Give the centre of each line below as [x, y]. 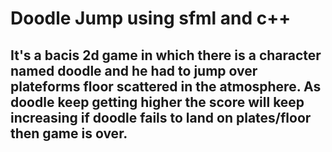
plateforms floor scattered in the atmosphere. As [166, 86]
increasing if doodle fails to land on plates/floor [161, 117]
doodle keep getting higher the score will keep [157, 102]
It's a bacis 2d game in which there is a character [166, 55]
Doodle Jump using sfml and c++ [151, 18]
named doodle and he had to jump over [134, 70]
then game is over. [69, 133]
